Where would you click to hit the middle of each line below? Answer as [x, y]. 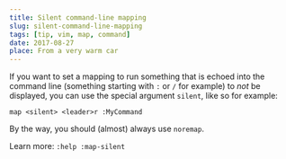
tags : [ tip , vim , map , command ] [70, 34]
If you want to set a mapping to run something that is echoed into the [137, 76]
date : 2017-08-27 [42, 43]
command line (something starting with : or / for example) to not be [135, 86]
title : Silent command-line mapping [78, 18]
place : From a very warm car [64, 51]
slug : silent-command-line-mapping [76, 26]
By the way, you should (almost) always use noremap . [107, 129]
